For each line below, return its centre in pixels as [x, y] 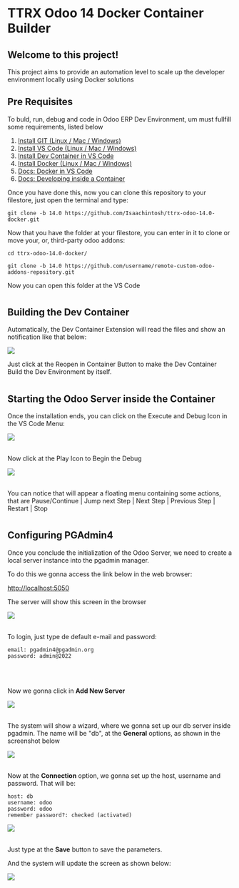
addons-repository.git [41, 272]
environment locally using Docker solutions [71, 79]
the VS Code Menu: [36, 424]
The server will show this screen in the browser [77, 601]
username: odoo [30, 802]
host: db [20, 796]
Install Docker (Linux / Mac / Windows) [75, 163]
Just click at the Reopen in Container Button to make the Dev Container [112, 364]
